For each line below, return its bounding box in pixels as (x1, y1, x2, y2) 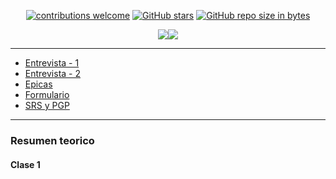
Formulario (24, 89, 70, 100)
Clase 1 (10, 158, 41, 170)
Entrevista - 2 (24, 68, 82, 79)
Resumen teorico (10, 133, 95, 147)
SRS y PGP (24, 100, 70, 111)
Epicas (24, 78, 53, 90)
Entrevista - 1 (24, 57, 80, 69)
